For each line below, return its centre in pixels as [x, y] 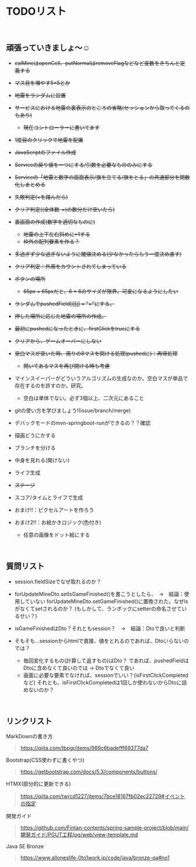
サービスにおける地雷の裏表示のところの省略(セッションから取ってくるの [102, 108]
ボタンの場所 [30, 278]
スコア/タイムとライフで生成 [49, 497]
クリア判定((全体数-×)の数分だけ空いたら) [64, 209]
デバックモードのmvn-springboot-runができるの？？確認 [82, 423]
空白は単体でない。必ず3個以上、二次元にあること [84, 398]
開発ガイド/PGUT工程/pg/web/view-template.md [79, 835]
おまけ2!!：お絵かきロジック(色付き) [58, 522]
